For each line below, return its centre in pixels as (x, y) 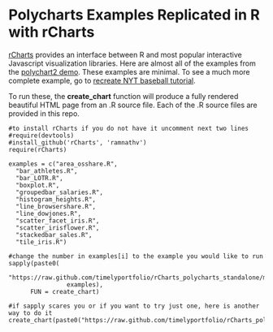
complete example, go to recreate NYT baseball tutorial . (102, 80)
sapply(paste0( (34, 263)
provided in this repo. (44, 113)
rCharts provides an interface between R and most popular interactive (125, 54)
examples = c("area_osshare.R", (63, 164)
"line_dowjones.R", (49, 213)
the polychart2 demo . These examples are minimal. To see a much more (129, 71)
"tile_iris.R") (41, 242)
